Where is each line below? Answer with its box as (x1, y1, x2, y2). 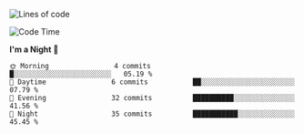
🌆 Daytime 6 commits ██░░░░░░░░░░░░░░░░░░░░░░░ (9, 77, 296, 87)
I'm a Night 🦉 (9, 44, 59, 55)
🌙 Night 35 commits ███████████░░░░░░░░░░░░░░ (9, 109, 296, 119)
